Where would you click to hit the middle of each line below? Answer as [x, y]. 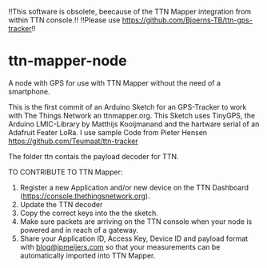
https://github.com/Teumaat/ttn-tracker [73, 141]
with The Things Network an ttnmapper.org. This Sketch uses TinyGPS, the [132, 115]
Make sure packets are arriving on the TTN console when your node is [136, 221]
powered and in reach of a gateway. [79, 230]
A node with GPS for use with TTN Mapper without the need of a [115, 82]
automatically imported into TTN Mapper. [88, 255]
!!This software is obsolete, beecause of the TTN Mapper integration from [130, 12]
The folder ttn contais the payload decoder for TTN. [94, 156]
